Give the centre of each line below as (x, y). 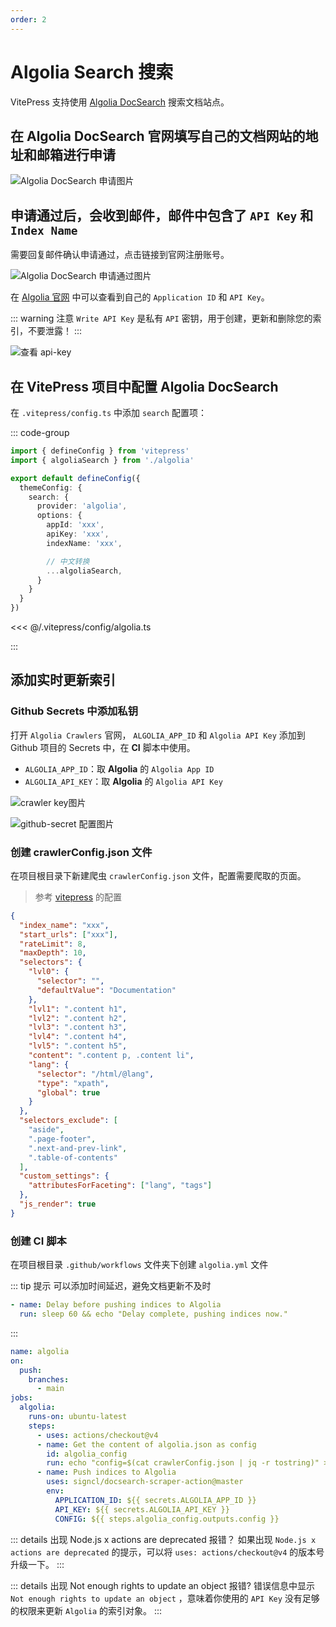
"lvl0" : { (49, 972)
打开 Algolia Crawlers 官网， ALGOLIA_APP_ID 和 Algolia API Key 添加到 (158, 735)
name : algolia (40, 1351)
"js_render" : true (58, 1204)
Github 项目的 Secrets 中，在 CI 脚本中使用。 (103, 747)
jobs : (21, 1398)
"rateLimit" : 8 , (53, 944)
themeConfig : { (51, 487)
